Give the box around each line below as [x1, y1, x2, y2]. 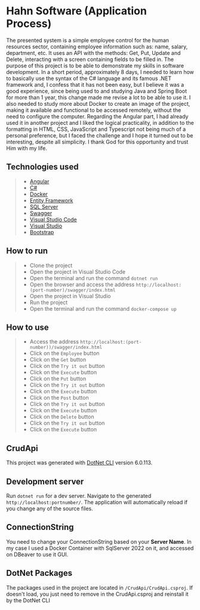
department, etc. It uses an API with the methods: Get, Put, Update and [6, 49, 181, 56]
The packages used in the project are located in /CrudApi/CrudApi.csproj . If [6, 584, 193, 591]
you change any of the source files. [6, 505, 94, 512]
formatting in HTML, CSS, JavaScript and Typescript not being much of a [6, 125, 186, 133]
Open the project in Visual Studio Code [29, 268, 126, 275]
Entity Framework [29, 197, 73, 204]
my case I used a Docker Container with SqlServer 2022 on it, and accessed [6, 544, 194, 551]
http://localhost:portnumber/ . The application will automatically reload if [6, 499, 188, 505]
